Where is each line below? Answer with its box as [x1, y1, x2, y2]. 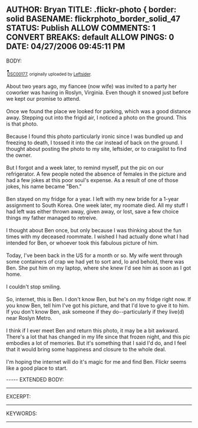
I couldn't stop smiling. [6, 283, 61, 290]
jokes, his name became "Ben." [6, 183, 82, 190]
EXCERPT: [6, 393, 31, 400]
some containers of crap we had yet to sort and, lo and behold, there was [6, 258, 184, 265]
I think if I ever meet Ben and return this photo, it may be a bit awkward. [6, 327, 180, 334]
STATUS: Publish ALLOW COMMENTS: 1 [6, 23, 156, 33]
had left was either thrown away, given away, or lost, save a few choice [6, 208, 179, 215]
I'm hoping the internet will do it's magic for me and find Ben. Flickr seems [6, 358, 187, 365]
